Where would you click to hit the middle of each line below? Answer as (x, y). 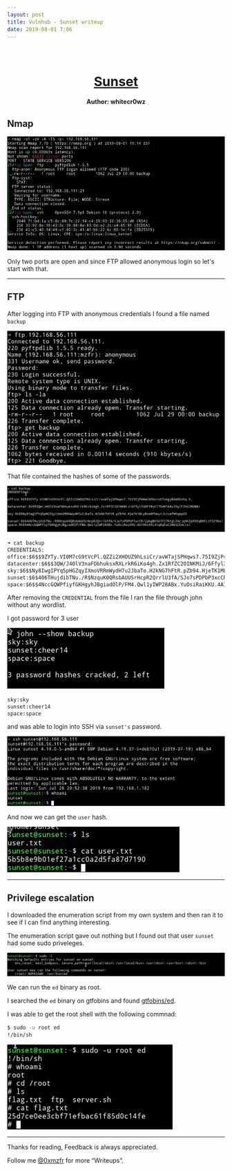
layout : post (26, 15)
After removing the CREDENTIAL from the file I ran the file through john (105, 597)
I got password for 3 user (43, 618)
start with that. (28, 269)
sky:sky (18, 700)
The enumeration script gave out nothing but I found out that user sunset (110, 935)
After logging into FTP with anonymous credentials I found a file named (108, 314)
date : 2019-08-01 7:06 (40, 29)
